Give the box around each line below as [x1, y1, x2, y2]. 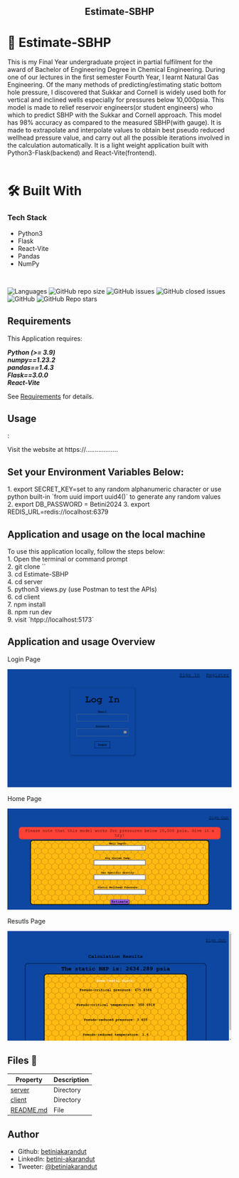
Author [7, 1128, 39, 1140]
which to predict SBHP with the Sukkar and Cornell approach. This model [7, 110, 222, 120]
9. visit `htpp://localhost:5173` [7, 616, 95, 624]
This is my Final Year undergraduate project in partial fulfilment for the [7, 58, 213, 66]
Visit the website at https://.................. [7, 445, 119, 454]
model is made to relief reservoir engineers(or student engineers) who [7, 103, 213, 112]
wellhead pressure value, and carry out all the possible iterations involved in [7, 133, 230, 142]
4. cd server [7, 577, 43, 587]
